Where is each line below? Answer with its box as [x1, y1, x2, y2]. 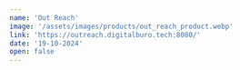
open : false [9, 47, 55, 56]
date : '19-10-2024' [9, 38, 84, 48]
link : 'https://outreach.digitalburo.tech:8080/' [9, 30, 202, 39]
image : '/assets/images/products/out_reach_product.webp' [9, 22, 234, 31]
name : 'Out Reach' [9, 13, 79, 23]
